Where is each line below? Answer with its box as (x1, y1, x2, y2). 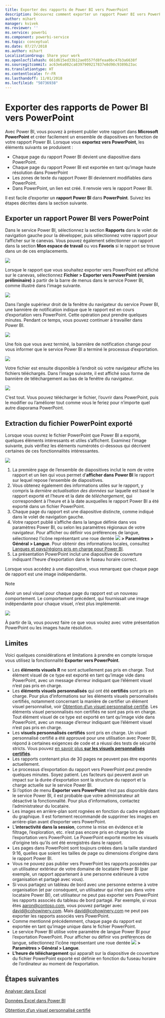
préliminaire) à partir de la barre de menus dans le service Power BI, (5, 277, 144, 283)
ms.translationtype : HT (5, 67, 54, 72)
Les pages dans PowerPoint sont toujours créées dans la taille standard (12, 845, 157, 850)
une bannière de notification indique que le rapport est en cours (5, 306, 135, 313)
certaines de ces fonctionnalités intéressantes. (5, 448, 100, 454)
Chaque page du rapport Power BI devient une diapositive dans (12, 154, 141, 160)
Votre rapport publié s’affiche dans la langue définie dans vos (12, 519, 137, 525)
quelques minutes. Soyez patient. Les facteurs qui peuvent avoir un (12, 772, 149, 778)
